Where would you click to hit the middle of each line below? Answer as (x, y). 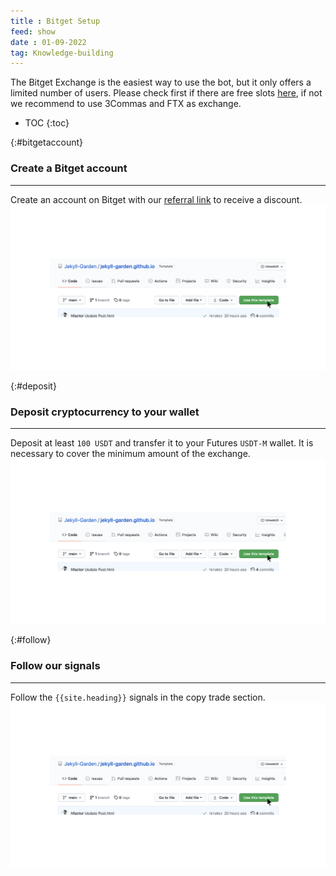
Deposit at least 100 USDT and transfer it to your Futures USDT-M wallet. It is (162, 443)
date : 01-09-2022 (48, 42)
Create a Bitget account (69, 168)
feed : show (33, 31)
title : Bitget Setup (55, 21)
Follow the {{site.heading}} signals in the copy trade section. (138, 697)
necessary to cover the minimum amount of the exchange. (130, 454)
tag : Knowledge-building (62, 53)
